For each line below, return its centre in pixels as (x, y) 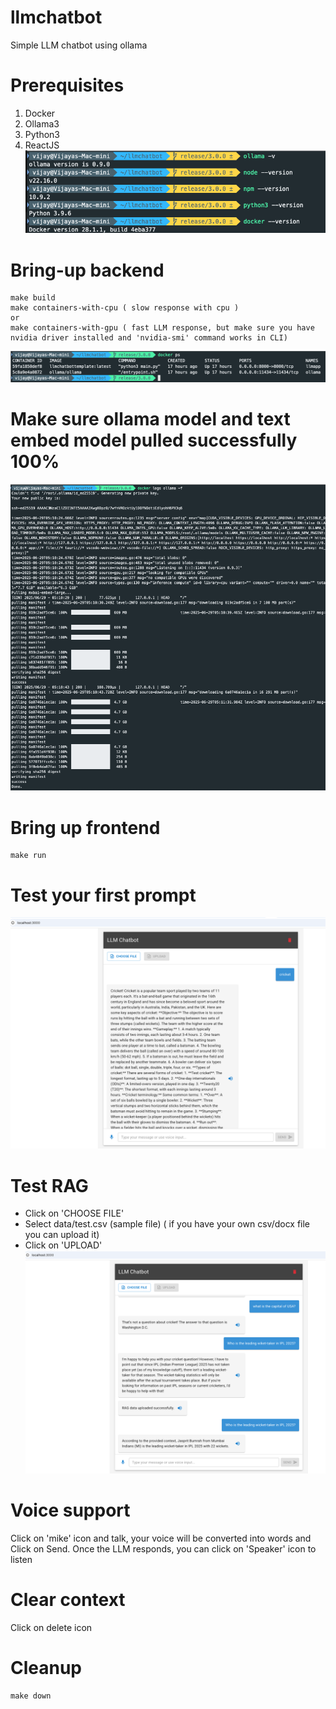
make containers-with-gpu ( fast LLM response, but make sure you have (162, 328)
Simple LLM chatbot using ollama (79, 45)
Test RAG (49, 1185)
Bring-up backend (87, 270)
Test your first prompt (103, 895)
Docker (40, 113)
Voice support (70, 1510)
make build (33, 298)
